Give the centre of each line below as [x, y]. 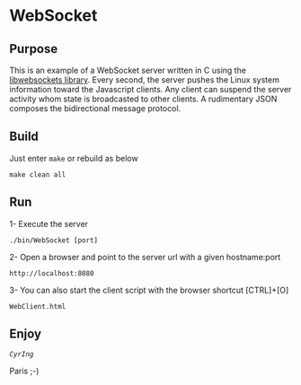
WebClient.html [38, 306]
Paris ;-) [24, 371]
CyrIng [22, 354]
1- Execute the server [49, 223]
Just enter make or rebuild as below [74, 158]
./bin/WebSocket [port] [54, 240]
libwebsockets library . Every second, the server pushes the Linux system [145, 80]
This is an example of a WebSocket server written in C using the [128, 70]
